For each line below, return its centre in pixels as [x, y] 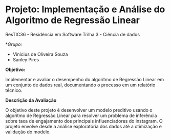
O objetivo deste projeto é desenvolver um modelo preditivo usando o [79, 110]
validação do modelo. [28, 132]
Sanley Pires [26, 59]
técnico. [14, 90]
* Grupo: [14, 44]
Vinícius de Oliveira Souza [40, 54]
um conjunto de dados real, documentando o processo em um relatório [80, 85]
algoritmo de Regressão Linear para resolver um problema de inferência [81, 115]
